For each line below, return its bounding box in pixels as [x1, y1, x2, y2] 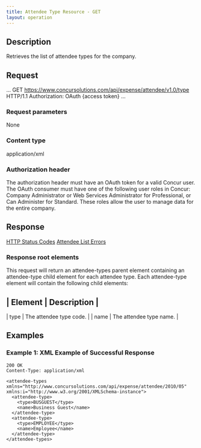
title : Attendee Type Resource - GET [6, 8, 101, 15]
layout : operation [6, 14, 52, 21]
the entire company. [6, 204, 56, 212]
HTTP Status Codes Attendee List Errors [6, 238, 107, 245]
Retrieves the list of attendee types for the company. [6, 52, 137, 60]
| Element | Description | [6, 297, 99, 308]
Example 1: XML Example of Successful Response [6, 349, 155, 357]
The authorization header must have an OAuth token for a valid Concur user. [6, 179, 196, 186]
